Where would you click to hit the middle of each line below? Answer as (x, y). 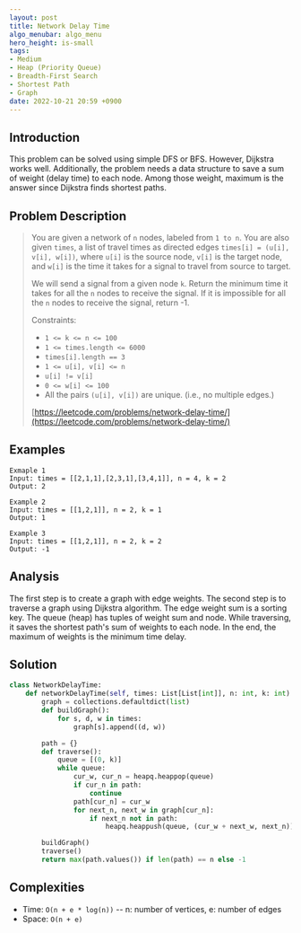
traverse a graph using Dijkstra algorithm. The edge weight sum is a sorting (148, 608)
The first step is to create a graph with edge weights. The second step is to (148, 598)
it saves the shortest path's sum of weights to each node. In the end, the (143, 627)
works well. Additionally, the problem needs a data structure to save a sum (147, 169)
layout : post (34, 18)
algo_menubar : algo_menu (56, 34)
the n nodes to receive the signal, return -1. (110, 303)
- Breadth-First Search (54, 76)
